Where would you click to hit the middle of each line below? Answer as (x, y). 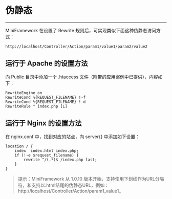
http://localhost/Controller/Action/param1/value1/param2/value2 (76, 47)
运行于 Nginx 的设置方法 (44, 123)
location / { (19, 146)
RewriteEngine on (24, 93)
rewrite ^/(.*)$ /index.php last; (60, 160)
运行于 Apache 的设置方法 (47, 64)
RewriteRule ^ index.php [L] (36, 106)
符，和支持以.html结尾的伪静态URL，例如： (63, 185)
